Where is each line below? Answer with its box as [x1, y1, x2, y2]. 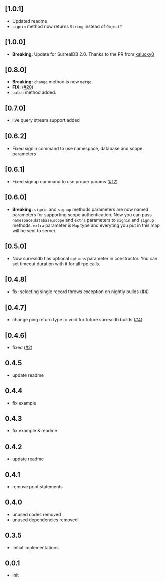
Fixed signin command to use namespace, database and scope [12, 145, 143, 152]
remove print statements [12, 484, 63, 489]
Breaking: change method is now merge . [12, 79, 93, 85]
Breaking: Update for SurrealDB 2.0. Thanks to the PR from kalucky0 [12, 51, 155, 57]
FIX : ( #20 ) [12, 84, 34, 90]
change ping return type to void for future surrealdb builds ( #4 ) [12, 317, 143, 323]
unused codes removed [12, 511, 61, 517]
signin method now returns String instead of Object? [12, 23, 122, 29]
